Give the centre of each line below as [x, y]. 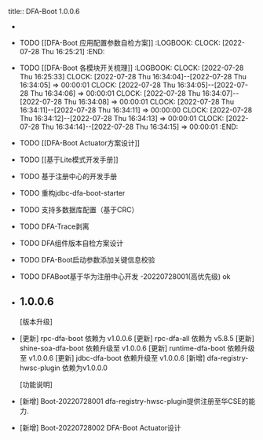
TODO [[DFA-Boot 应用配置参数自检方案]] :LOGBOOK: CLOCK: [120, 43]
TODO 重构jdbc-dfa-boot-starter [72, 193]
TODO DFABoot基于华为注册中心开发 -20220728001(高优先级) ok [125, 277]
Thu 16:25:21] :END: [73, 51]
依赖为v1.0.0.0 [85, 368]
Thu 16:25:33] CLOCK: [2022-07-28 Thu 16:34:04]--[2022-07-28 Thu [133, 77]
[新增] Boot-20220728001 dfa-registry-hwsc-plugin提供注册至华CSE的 [134, 401]
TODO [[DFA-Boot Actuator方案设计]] [79, 143]
